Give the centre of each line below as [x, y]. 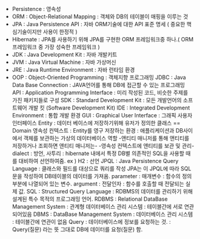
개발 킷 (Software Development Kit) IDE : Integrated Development [109, 108]
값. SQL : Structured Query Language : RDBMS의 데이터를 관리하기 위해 [105, 191]
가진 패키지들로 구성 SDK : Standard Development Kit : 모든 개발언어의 [97, 100]
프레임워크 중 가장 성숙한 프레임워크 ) [56, 47]
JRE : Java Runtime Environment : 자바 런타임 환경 [73, 70]
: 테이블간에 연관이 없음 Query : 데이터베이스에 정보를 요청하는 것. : [91, 222]
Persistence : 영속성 [36, 9]
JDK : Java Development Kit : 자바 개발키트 [65, 54]
